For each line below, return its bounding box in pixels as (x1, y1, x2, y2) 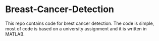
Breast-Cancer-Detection (5, 4, 115, 15)
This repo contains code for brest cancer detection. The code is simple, (5, 20, 154, 26)
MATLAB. (5, 31, 25, 37)
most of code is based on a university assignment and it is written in (5, 25, 147, 31)
